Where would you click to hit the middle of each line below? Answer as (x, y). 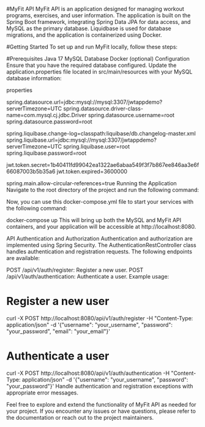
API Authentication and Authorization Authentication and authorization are (99, 238)
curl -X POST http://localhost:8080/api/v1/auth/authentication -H (88, 373)
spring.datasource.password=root (50, 121)
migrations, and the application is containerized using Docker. (84, 35)
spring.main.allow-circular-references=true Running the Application (92, 183)
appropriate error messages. (42, 393)
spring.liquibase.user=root (97, 146)
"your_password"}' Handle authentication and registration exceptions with (100, 386)
